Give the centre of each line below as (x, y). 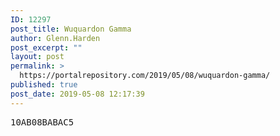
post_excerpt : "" (46, 47)
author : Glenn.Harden (55, 38)
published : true (44, 85)
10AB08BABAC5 (42, 122)
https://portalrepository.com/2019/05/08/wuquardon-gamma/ (145, 76)
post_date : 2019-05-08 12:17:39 (77, 94)
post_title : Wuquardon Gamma (71, 29)
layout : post (37, 57)
